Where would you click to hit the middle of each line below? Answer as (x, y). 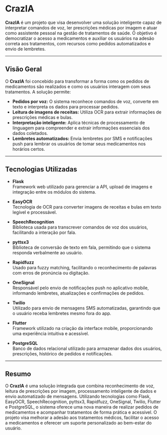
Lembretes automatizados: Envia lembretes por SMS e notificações (82, 138)
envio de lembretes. (26, 49)
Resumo (18, 374)
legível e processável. (35, 212)
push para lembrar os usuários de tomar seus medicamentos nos (79, 144)
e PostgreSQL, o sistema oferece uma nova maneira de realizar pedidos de (82, 407)
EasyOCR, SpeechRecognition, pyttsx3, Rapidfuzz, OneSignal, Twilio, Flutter (83, 402)
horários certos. (29, 149)
